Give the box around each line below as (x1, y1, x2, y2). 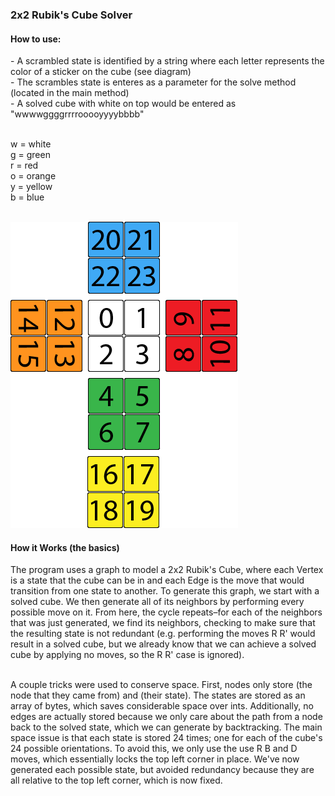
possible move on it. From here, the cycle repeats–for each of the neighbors (10, 606, 323, 618)
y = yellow (10, 181, 53, 193)
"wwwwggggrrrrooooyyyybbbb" (10, 108, 145, 120)
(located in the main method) (10, 87, 130, 99)
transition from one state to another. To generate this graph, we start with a (10, 585, 320, 597)
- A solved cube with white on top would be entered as (10, 98, 237, 110)
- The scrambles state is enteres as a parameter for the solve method (10, 76, 297, 88)
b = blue (10, 191, 45, 203)
